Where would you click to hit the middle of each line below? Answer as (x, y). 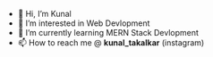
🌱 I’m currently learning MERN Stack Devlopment (108, 33)
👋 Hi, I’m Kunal (44, 14)
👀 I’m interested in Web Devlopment (84, 23)
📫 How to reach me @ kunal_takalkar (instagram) (111, 43)
